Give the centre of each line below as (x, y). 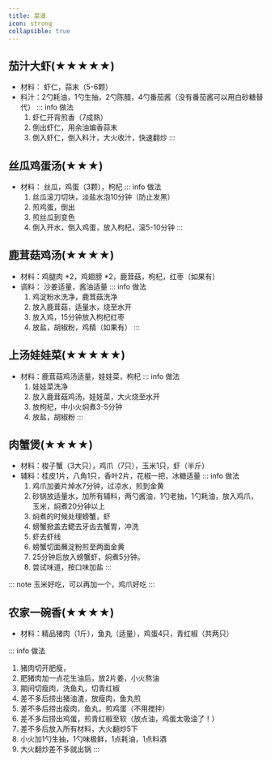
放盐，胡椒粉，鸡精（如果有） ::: (86, 327)
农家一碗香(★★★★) (61, 612)
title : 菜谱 (27, 16)
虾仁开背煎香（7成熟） (70, 118)
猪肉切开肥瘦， (45, 668)
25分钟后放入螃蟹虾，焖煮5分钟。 (88, 557)
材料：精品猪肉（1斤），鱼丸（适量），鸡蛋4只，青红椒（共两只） (127, 634)
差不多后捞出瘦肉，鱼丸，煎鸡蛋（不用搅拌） (95, 709)
